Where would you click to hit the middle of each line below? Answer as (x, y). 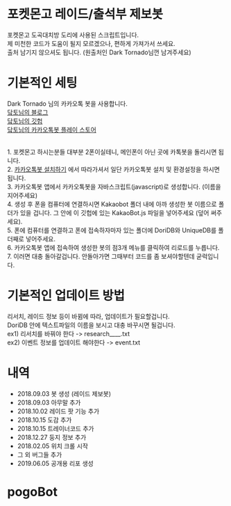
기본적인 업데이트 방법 (66, 296)
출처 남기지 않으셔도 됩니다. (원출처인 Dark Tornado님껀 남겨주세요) (100, 52)
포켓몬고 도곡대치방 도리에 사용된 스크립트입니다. (73, 35)
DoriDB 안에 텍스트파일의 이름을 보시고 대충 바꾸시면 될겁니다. (91, 325)
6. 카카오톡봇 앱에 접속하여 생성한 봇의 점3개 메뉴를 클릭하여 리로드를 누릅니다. (113, 247)
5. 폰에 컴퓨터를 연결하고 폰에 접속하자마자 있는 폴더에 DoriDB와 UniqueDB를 (112, 230)
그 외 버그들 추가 (40, 454)
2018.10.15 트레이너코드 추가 (55, 428)
